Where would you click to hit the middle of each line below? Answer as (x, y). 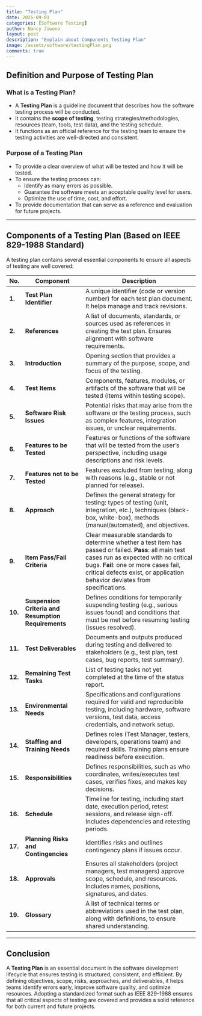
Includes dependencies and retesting (138, 821)
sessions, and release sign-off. (129, 814)
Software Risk (45, 413)
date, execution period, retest (127, 806)
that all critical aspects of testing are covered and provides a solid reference (100, 1000)
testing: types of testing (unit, (127, 502)
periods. (97, 829)
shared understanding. (117, 926)
